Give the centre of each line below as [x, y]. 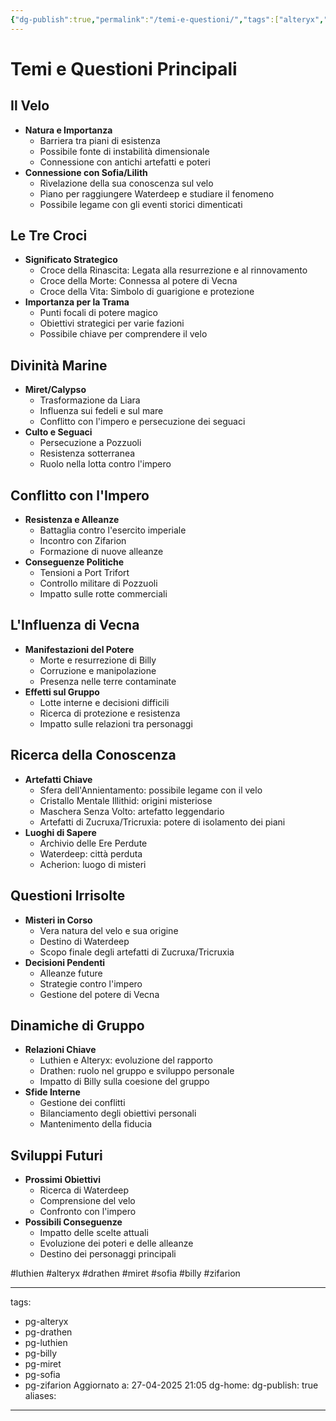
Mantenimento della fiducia [96, 1124]
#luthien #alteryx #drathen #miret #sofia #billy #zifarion [125, 1273]
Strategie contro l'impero [91, 983]
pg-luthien [46, 1343]
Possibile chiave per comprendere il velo [123, 334]
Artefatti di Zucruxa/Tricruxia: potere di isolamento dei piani [162, 822]
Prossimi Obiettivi [63, 1180]
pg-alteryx [46, 1322]
